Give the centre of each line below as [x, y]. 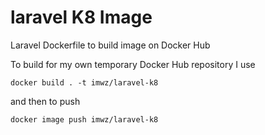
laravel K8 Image [81, 17]
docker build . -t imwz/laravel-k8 [84, 82]
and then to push [45, 101]
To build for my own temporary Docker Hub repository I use [133, 64]
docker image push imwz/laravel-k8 [84, 119]
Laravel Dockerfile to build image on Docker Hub [110, 45]
